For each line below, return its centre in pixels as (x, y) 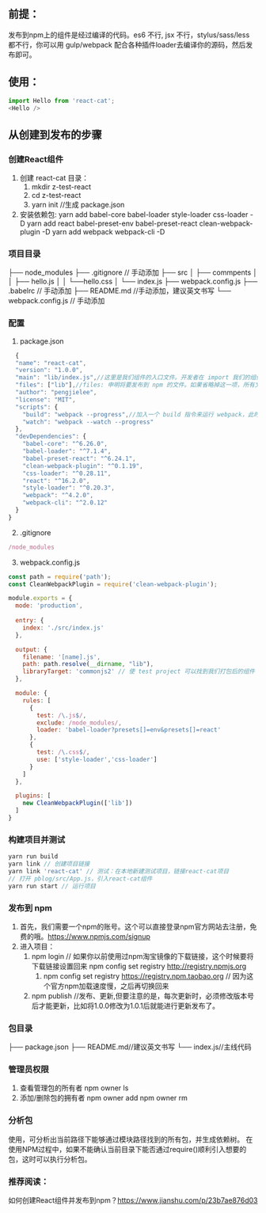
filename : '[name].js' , (62, 657)
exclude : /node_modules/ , (80, 723)
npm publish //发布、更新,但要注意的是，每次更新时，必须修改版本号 (143, 995)
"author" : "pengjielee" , (56, 393)
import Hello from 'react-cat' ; (61, 101)
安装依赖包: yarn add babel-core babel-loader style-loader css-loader (134, 215)
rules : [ (37, 700)
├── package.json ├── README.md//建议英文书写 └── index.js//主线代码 (130, 1047)
